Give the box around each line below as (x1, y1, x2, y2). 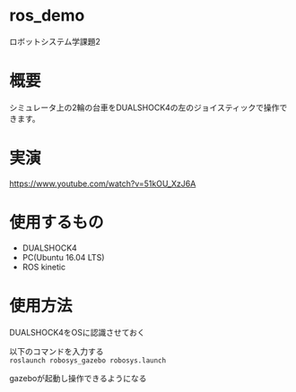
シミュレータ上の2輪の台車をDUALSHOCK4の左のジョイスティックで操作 (9, 102, 280, 113)
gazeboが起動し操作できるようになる (9, 372, 147, 383)
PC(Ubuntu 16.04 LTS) (22, 251, 105, 262)
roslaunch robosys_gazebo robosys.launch (9, 355, 167, 365)
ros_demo (9, 5, 85, 26)
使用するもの (9, 212, 105, 233)
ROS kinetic (22, 261, 65, 272)
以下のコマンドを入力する (9, 345, 104, 356)
